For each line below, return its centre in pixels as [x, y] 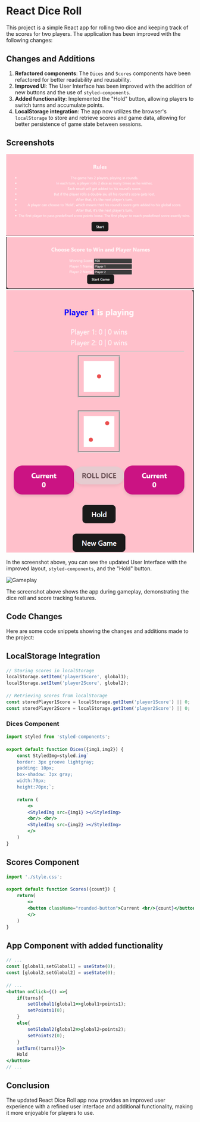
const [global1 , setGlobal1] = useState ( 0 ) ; [61, 967]
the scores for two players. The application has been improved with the [93, 33]
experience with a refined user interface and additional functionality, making [100, 1106]
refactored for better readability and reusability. [73, 79]
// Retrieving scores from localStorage [57, 696]
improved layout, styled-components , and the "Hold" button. [79, 568]
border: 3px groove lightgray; [56, 762]
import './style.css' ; [34, 877]
